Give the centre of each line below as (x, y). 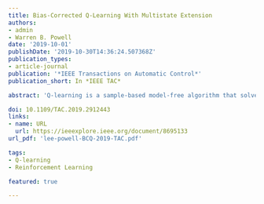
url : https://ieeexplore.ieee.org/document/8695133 (102, 131)
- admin (21, 30)
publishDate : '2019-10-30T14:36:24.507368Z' (82, 52)
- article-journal (38, 67)
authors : (22, 23)
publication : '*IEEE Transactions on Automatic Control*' (105, 74)
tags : (17, 153)
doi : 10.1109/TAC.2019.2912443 (59, 109)
